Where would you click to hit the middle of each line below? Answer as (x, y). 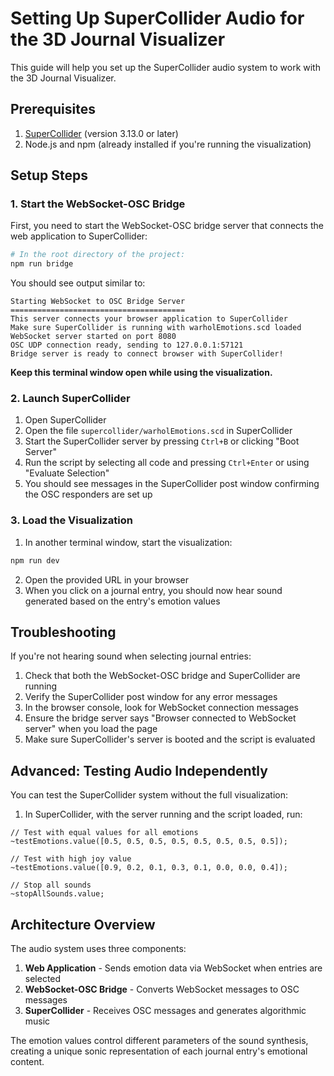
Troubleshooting (63, 632)
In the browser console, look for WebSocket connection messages (161, 708)
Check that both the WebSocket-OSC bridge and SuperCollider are (162, 676)
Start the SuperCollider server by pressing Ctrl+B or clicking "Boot (162, 441)
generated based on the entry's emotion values (122, 601)
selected (43, 979)
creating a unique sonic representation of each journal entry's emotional (159, 1051)
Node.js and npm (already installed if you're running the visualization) (168, 144)
